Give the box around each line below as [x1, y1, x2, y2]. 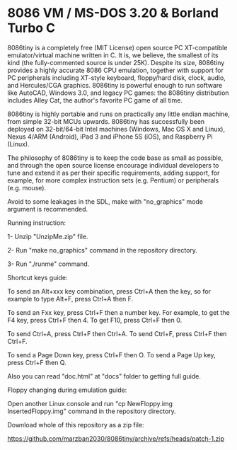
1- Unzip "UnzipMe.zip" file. [7, 232, 88, 241]
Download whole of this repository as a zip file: [7, 420, 144, 429]
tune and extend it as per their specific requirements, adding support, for [7, 168, 220, 177]
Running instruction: [7, 218, 66, 227]
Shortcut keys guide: [7, 273, 68, 282]
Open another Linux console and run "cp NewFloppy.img [7, 399, 173, 408]
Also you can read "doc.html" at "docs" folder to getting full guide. [7, 371, 202, 380]
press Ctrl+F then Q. [7, 358, 67, 367]
